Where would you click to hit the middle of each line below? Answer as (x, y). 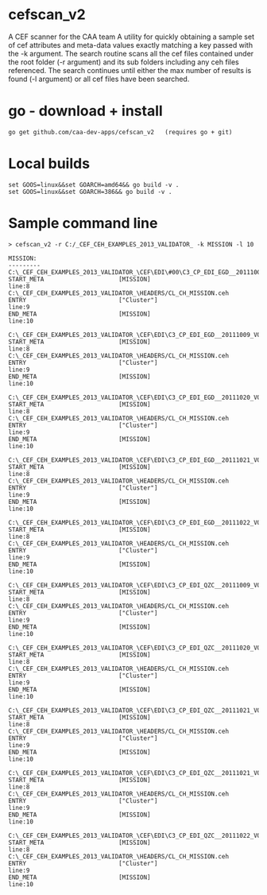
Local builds (49, 164)
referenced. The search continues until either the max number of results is (130, 70)
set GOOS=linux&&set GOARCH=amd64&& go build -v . (94, 184)
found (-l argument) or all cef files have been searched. (99, 79)
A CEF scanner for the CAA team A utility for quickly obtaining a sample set (131, 37)
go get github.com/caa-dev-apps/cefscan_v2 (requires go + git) (120, 132)
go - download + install (85, 111)
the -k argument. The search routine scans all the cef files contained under (131, 53)
